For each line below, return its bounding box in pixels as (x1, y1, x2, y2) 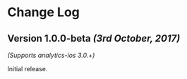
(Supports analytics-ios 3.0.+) (7, 51, 95, 59)
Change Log (7, 4, 80, 20)
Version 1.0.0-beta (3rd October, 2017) (7, 32, 181, 44)
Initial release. (7, 65, 48, 73)
